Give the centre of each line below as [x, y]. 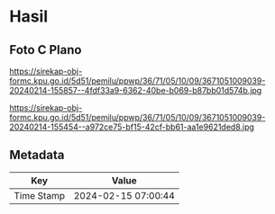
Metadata [37, 155]
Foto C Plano [46, 50]
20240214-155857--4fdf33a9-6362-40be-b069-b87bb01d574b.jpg [136, 90]
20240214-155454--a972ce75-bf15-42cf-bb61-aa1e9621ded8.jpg [132, 127]
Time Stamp [40, 195]
